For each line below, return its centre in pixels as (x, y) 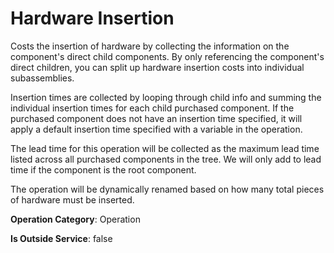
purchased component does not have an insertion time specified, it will (156, 118)
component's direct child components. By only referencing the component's (167, 56)
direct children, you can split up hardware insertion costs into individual (157, 67)
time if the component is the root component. (103, 169)
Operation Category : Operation (75, 219)
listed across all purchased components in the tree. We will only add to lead (166, 159)
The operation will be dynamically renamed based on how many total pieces (167, 189)
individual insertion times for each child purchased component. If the (152, 108)
